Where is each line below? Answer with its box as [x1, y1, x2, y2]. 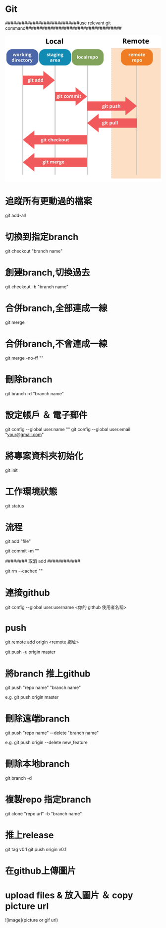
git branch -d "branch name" [5, 390, 64, 396]
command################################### [5, 25, 122, 31]
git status [5, 502, 24, 509]
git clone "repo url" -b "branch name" [5, 811, 82, 817]
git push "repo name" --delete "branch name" [5, 730, 99, 736]
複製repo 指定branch [5, 794, 92, 805]
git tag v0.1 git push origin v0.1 [5, 847, 67, 853]
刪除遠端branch [5, 713, 70, 725]
